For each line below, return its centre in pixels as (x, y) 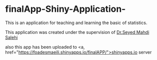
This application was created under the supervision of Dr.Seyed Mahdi (77, 32)
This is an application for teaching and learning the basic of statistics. (76, 23)
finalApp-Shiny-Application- (65, 9)
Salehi (12, 37)
